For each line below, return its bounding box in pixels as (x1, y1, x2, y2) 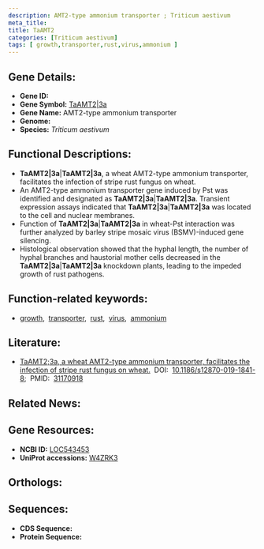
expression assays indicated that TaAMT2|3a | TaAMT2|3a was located (19, 202, 251, 212)
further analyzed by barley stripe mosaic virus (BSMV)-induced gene (19, 227, 244, 237)
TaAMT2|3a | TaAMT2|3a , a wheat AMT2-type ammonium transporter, (19, 168, 249, 178)
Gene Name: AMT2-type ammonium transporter (19, 107, 177, 117)
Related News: (8, 397, 81, 410)
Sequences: (8, 502, 69, 516)
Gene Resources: (8, 423, 95, 437)
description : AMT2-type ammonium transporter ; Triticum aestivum (8, 11, 231, 20)
